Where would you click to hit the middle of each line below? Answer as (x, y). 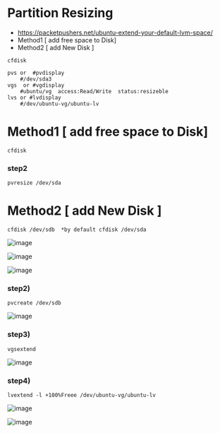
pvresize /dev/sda (34, 183)
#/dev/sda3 (36, 79)
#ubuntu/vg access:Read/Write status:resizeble (94, 91)
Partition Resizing (60, 13)
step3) (19, 335)
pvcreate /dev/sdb (34, 303)
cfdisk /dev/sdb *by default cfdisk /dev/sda (77, 230)
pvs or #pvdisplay (36, 73)
